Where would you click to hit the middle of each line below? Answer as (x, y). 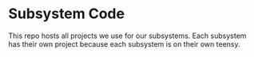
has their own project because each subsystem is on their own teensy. (124, 44)
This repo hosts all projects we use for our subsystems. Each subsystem (127, 36)
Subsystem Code (67, 14)
